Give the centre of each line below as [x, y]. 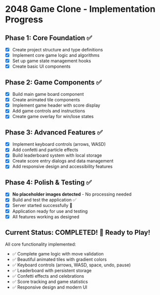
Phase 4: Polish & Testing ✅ [48, 182]
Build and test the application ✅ [44, 200]
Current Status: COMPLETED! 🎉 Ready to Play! [78, 232]
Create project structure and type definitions [58, 50]
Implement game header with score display [56, 105]
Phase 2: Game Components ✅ [54, 82]
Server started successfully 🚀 [42, 206]
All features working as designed [46, 216]
